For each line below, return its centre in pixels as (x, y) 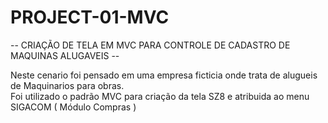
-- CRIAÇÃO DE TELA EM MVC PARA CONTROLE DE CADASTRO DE (150, 45)
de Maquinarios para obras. (67, 85)
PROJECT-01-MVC (90, 17)
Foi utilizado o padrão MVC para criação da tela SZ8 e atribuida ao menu (160, 96)
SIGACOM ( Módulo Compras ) (73, 107)
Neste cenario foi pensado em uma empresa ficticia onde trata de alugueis (164, 75)
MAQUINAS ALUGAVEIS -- (65, 55)
